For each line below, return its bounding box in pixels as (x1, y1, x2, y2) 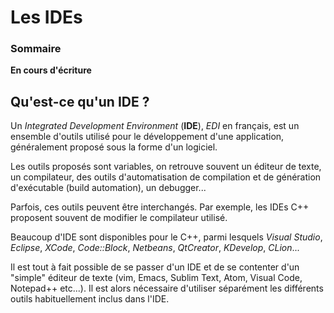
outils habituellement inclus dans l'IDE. (10, 293, 170, 305)
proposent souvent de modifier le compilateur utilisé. (10, 212, 228, 224)
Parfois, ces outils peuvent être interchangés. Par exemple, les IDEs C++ (10, 201, 310, 213)
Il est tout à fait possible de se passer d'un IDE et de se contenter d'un (10, 261, 300, 273)
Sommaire (10, 42, 62, 56)
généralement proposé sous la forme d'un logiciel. (10, 141, 218, 153)
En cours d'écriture (10, 64, 92, 76)
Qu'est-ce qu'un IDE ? (10, 93, 150, 110)
